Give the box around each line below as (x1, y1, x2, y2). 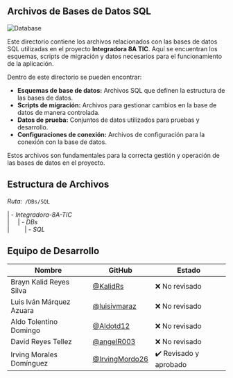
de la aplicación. (7, 59, 54, 68)
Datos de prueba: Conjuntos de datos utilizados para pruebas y (17, 116, 200, 124)
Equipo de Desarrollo (7, 245, 100, 257)
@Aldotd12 (92, 321, 130, 331)
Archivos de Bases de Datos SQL (7, 6, 151, 17)
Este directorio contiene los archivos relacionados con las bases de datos (7, 37, 218, 46)
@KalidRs (92, 282, 124, 291)
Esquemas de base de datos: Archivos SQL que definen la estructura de (17, 86, 225, 94)
